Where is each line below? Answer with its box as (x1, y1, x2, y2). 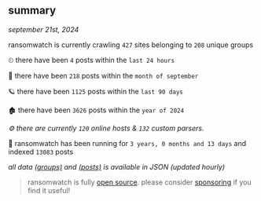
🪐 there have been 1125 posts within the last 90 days (8, 86, 183, 96)
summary (8, 4, 57, 17)
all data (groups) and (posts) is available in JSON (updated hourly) (8, 162, 226, 171)
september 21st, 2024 (8, 24, 79, 34)
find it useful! (27, 185, 71, 195)
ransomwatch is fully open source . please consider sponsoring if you (27, 177, 252, 187)
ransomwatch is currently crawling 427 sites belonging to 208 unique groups (8, 40, 254, 49)
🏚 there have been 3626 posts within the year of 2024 (8, 105, 185, 115)
